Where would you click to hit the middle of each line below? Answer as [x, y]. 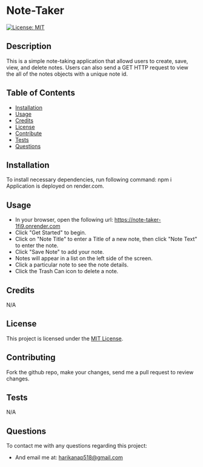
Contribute [28, 133]
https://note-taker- [138, 220]
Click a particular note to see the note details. [72, 265]
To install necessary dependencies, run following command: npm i [89, 180]
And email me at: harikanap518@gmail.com [69, 457]
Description [29, 46]
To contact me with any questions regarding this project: [77, 446]
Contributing [31, 358]
